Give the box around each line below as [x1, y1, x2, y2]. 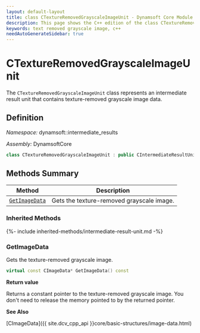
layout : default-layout [6, 8, 65, 15]
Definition [6, 113, 43, 123]
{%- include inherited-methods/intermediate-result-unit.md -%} [6, 228, 164, 235]
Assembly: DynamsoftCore [6, 140, 72, 147]
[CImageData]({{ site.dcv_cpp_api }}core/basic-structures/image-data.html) [6, 320, 192, 327]
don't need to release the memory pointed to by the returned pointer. [6, 297, 176, 304]
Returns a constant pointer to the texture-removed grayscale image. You [6, 291, 184, 298]
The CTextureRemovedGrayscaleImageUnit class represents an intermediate [6, 89, 187, 96]
